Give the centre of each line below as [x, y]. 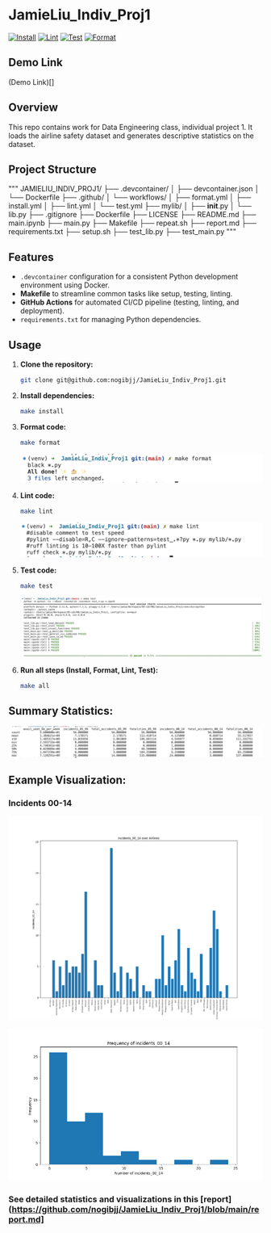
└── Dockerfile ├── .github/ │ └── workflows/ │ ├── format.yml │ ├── [130, 197]
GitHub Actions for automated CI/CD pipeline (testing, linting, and [129, 302]
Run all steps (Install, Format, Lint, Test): [89, 670]
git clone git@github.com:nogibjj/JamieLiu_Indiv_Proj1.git [123, 380]
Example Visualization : [67, 780]
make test [37, 586]
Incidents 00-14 [40, 803]
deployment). [42, 311]
